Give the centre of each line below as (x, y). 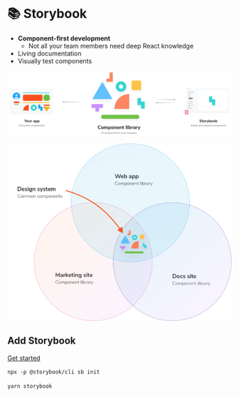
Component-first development (64, 38)
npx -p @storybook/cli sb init (54, 372)
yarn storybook (30, 386)
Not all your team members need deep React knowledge (111, 46)
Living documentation (49, 53)
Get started (24, 358)
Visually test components (55, 60)
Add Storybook (42, 341)
